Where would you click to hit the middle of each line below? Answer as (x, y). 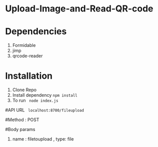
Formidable (24, 45)
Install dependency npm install (45, 95)
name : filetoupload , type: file (43, 139)
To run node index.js (35, 101)
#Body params (20, 130)
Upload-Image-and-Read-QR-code (79, 9)
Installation (29, 76)
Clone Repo (24, 90)
